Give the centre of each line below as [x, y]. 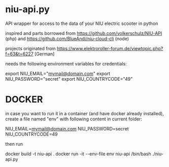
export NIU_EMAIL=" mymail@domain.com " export [58, 73]
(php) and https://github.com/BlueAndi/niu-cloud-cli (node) [67, 39]
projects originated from [30, 48]
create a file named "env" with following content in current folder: [74, 119]
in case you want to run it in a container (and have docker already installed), [84, 113]
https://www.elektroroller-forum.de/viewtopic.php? [110, 48]
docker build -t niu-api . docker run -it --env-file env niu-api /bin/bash [78, 154]
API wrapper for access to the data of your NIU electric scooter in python [82, 23]
